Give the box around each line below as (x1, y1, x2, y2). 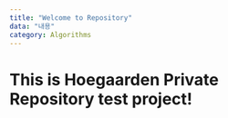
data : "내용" (9, 22, 56, 31)
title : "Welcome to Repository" (9, 13, 132, 23)
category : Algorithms (9, 30, 92, 39)
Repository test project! (9, 88, 193, 109)
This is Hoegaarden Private (9, 69, 219, 90)
